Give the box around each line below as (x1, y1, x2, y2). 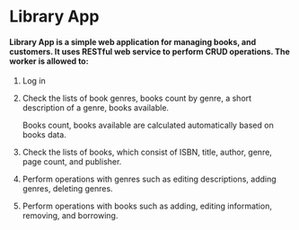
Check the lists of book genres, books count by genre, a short (22, 93, 252, 104)
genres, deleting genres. (22, 183, 114, 194)
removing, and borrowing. (22, 210, 119, 221)
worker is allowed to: (9, 56, 89, 66)
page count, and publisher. (22, 156, 122, 167)
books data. (22, 129, 67, 140)
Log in (22, 75, 47, 86)
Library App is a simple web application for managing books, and (9, 36, 257, 47)
